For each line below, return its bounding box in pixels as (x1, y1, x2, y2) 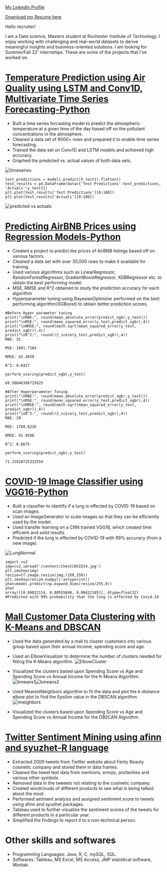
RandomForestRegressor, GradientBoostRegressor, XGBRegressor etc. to (12, 274, 162, 280)
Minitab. (12, 862, 29, 868)
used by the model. (12, 519, 52, 525)
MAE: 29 (5, 415, 21, 420)
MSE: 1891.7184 (5, 345, 37, 350)
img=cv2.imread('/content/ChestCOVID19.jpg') (5, 564, 101, 569)
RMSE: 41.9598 (5, 433, 35, 438)
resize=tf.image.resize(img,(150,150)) (5, 572, 88, 578)
